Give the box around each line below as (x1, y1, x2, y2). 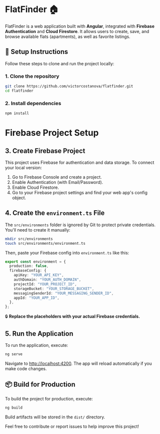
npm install (5, 111, 29, 116)
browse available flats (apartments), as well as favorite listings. (5, 34, 130, 39)
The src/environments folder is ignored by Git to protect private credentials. (5, 222, 156, 228)
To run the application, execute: (5, 342, 68, 348)
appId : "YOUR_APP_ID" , (14, 295, 60, 300)
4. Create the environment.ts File (5, 209, 105, 217)
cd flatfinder (5, 88, 34, 93)
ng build (5, 405, 23, 410)
